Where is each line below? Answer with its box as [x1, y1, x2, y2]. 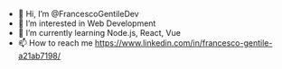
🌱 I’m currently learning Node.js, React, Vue [17, 28, 181, 38]
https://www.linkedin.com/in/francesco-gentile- [94, 38, 273, 48]
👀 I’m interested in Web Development [17, 18, 156, 29]
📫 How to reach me [17, 38, 93, 48]
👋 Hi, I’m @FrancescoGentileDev [17, 9, 139, 19]
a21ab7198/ [17, 50, 61, 61]
